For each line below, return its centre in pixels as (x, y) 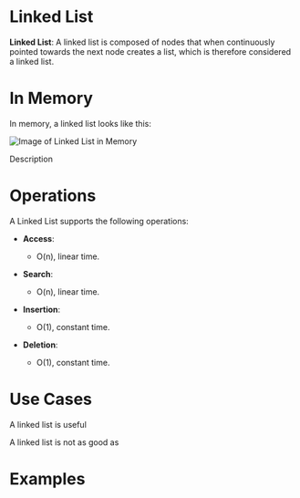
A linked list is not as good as (64, 442)
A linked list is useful (48, 424)
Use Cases (51, 399)
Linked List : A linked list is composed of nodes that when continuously (142, 42)
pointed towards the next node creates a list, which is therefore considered (150, 51)
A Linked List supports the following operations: (99, 221)
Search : (37, 274)
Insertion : (41, 309)
